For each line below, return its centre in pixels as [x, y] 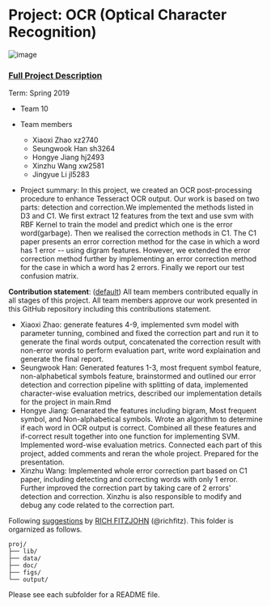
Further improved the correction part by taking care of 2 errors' [125, 488]
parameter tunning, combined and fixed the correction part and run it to [139, 333]
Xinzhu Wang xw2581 [68, 166]
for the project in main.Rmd [66, 402]
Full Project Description [55, 75]
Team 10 [34, 109]
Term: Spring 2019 [39, 93]
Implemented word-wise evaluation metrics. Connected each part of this [141, 445]
